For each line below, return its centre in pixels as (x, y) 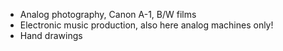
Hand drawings (51, 35)
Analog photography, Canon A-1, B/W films (108, 14)
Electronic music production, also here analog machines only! (146, 25)
